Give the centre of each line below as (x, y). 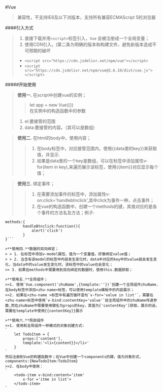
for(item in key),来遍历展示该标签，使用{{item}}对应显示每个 (98, 167)
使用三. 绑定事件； (36, 184)
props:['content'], (43, 339)
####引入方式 (19, 28)
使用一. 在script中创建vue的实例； (52, 95)
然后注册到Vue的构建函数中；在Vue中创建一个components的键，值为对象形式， (74, 357)
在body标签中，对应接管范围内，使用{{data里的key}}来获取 (97, 148)
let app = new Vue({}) (51, 105)
